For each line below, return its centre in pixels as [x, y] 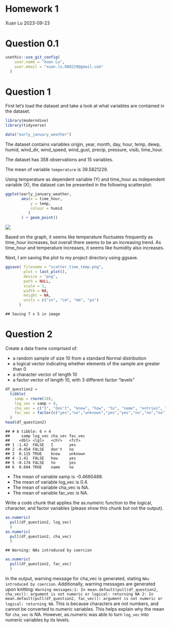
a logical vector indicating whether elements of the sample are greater [86, 364]
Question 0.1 [32, 44]
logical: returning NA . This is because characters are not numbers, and [82, 604]
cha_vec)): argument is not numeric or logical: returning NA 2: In [79, 594]
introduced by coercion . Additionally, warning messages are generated [80, 584]
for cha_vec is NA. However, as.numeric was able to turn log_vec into [77, 614]
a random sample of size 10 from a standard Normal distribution [79, 358]
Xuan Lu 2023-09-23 [27, 23]
